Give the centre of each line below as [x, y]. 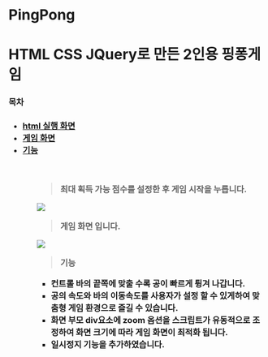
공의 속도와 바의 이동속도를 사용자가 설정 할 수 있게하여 [150, 295]
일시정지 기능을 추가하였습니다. [108, 344]
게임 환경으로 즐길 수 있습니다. [123, 308]
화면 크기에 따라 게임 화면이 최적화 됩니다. [152, 332]
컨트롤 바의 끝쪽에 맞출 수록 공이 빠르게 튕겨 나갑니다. [148, 283]
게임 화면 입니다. [90, 226]
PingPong [42, 15]
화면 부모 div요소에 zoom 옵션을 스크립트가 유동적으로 [151, 320]
